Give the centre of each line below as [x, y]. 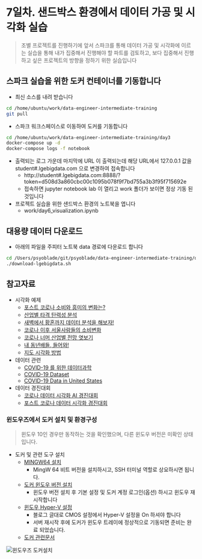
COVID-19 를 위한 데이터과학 [58, 367]
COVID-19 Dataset [46, 374]
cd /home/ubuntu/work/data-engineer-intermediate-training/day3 [88, 137]
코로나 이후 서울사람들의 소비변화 [63, 329]
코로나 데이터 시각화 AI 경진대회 [61, 395]
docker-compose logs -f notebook [48, 149]
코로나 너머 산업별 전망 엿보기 [58, 337]
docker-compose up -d [33, 143]
